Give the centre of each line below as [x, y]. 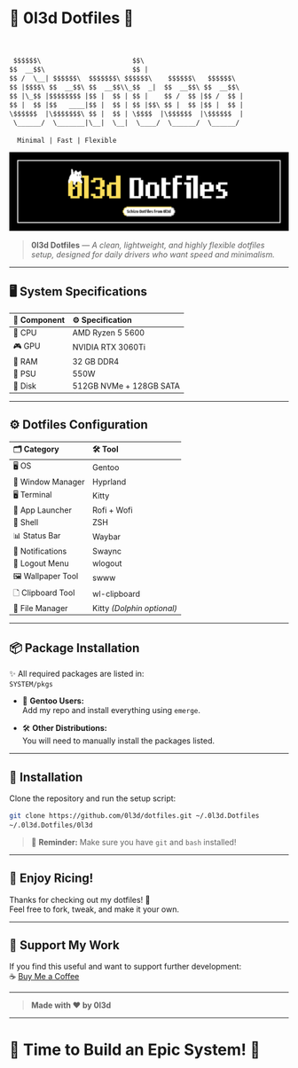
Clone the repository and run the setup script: [93, 798]
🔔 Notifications [40, 551]
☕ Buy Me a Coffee [44, 977]
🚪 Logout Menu [41, 563]
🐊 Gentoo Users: [53, 701]
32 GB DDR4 [96, 361]
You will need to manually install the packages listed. [118, 741]
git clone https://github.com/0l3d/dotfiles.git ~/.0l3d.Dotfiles [134, 815]
